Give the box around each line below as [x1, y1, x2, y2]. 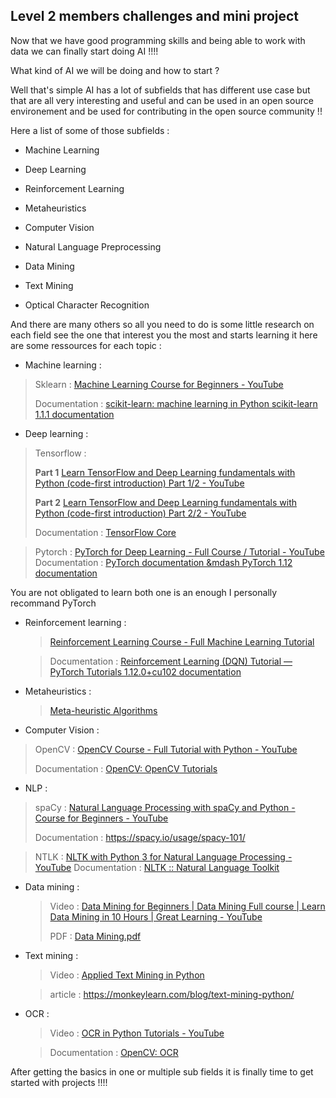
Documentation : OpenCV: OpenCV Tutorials [34, 762, 218, 774]
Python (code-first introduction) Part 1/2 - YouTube [34, 477, 245, 489]
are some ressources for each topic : [10, 339, 162, 351]
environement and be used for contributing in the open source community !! [10, 105, 323, 117]
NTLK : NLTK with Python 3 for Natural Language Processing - [34, 850, 293, 863]
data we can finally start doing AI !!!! [10, 45, 159, 57]
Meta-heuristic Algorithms [49, 704, 158, 716]
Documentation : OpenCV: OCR [49, 1046, 179, 1058]
